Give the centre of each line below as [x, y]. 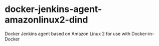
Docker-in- [143, 33]
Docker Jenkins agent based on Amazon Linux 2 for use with [68, 33]
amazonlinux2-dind [46, 20]
